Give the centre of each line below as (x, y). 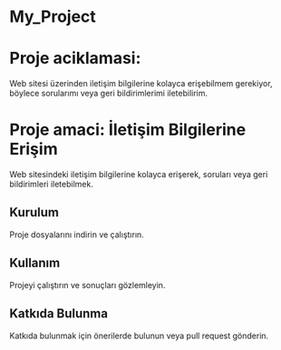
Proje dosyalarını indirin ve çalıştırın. (77, 235)
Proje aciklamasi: (75, 59)
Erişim (34, 150)
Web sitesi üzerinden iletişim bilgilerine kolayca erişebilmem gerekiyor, (141, 84)
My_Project (53, 17)
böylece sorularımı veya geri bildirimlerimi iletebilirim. (109, 94)
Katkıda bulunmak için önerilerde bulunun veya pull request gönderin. (139, 335)
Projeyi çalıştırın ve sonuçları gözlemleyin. (87, 285)
